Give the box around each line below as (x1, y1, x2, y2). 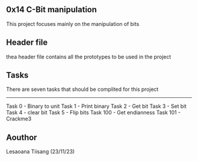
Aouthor (6, 132, 37, 142)
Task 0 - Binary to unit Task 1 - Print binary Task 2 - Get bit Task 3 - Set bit (6, 103, 187, 110)
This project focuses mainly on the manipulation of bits (6, 20, 140, 27)
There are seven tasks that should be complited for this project (6, 86, 159, 93)
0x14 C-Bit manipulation (6, 5, 97, 15)
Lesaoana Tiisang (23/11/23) (6, 148, 75, 155)
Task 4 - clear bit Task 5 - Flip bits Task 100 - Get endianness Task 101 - (6, 109, 181, 116)
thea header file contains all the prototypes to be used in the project (6, 53, 171, 60)
